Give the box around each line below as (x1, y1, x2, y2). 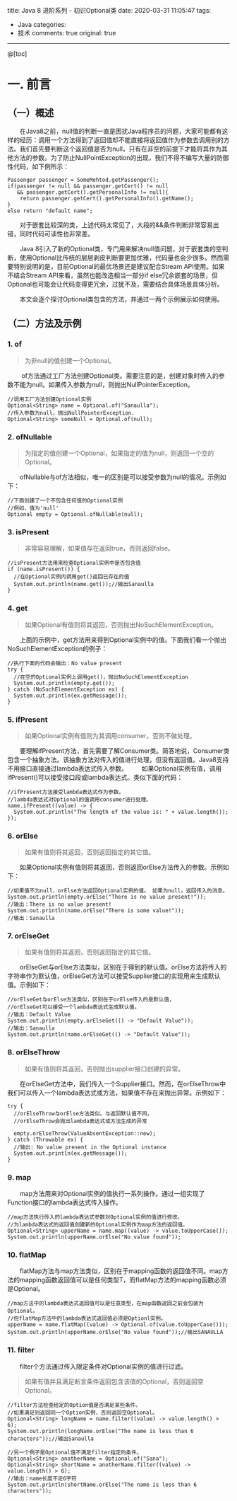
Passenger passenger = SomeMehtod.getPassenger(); (7, 176, 159, 183)
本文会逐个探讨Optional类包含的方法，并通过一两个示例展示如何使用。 (20, 295, 224, 303)
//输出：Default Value (7, 1011, 71, 1018)
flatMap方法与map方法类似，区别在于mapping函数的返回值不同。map (20, 1267, 223, 1275)
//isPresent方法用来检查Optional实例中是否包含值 (7, 560, 141, 567)
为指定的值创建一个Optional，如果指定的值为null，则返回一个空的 (24, 449, 214, 457)
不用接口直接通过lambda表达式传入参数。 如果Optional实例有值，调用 (7, 764, 222, 773)
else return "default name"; (7, 207, 93, 214)
